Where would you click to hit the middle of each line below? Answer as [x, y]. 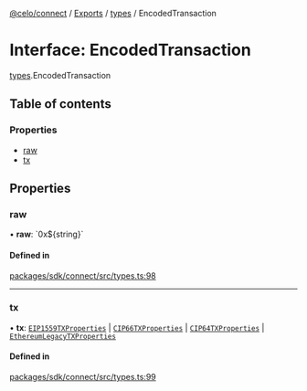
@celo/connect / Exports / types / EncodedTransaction [113, 13]
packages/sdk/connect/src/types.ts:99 [83, 377]
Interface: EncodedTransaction [130, 50]
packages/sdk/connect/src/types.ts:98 [83, 275]
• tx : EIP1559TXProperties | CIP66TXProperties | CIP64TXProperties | [137, 327]
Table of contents [60, 104]
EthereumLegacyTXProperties [63, 336]
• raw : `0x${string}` [47, 234]
